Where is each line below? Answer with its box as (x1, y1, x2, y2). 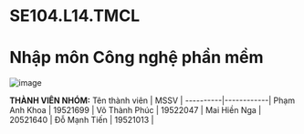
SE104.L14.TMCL (9, 5, 140, 26)
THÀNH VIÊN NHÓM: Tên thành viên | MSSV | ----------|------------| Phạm (9, 95, 295, 106)
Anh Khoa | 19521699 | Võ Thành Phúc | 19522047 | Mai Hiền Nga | (9, 105, 262, 116)
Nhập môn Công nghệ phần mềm (9, 47, 264, 68)
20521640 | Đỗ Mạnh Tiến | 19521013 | (9, 115, 154, 126)
